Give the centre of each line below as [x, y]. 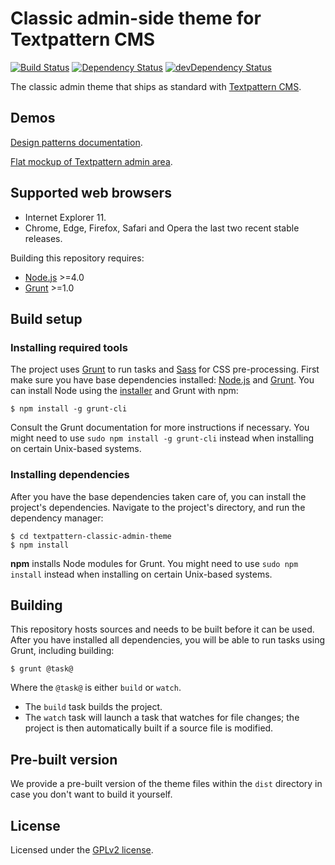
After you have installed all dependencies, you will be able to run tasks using [167, 640]
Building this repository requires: [77, 258]
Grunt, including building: [62, 651]
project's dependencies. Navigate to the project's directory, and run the [158, 507]
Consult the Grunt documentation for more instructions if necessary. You [160, 428]
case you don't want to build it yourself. [91, 794]
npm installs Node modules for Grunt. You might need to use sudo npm [154, 563]
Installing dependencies [70, 475]
